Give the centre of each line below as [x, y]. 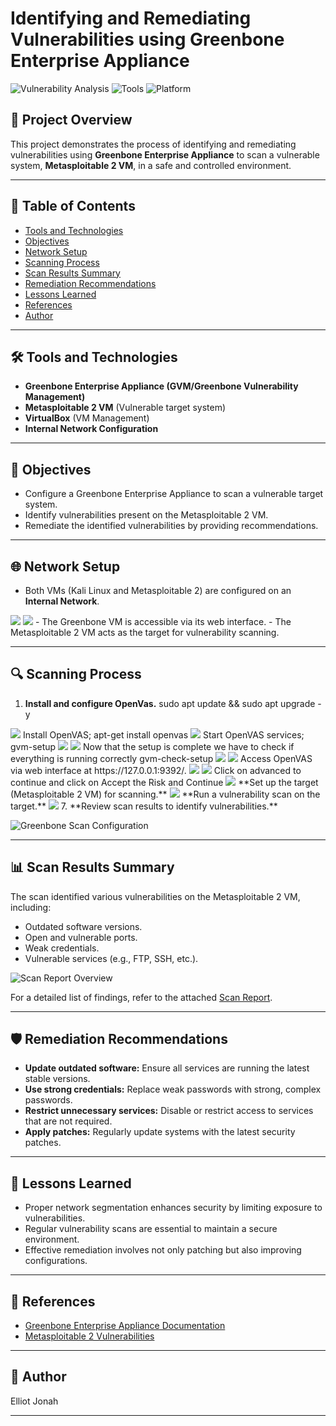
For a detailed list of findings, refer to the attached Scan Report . [141, 997]
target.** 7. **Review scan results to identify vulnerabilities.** [144, 806]
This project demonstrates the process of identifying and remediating [153, 144]
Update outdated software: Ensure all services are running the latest [167, 1068]
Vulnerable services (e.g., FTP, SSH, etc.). [111, 958]
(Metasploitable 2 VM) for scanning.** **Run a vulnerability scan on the [165, 794]
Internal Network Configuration [91, 429]
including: [31, 907]
